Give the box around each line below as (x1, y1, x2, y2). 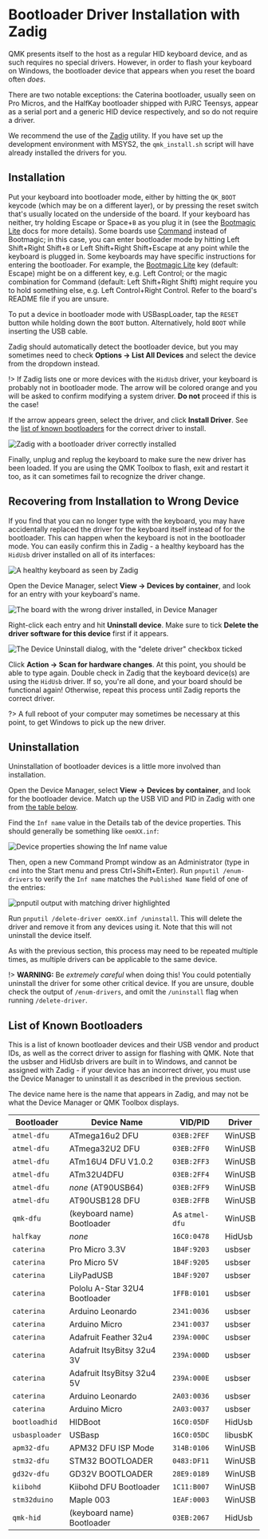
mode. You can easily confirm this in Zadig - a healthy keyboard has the (8, 541, 245, 551)
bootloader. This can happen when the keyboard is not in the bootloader (8, 532, 246, 542)
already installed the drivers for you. (8, 148, 128, 157)
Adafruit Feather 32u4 (69, 1331, 153, 1343)
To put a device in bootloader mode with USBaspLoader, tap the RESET (8, 309, 239, 318)
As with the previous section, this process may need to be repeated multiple (8, 946, 258, 955)
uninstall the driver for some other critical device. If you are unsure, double (8, 979, 254, 988)
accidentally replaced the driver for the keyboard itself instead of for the (8, 524, 246, 534)
